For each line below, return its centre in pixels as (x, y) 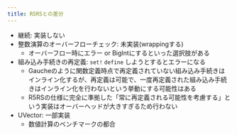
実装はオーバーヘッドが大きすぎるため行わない (109, 106)
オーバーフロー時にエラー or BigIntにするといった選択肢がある (119, 53)
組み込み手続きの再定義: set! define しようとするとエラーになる (111, 62)
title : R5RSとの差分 (35, 14)
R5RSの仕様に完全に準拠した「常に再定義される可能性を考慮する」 (126, 97)
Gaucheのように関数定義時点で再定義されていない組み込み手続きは (127, 70)
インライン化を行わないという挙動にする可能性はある (118, 88)
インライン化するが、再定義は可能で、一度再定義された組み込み (121, 80)
